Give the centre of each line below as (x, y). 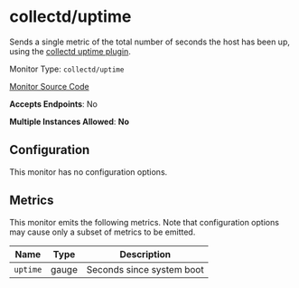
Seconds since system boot (145, 269)
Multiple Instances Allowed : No (69, 121)
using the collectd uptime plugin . (70, 51)
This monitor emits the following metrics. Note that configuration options (145, 222)
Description (145, 254)
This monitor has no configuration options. (89, 172)
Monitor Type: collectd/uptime (67, 69)
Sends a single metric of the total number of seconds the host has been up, (150, 42)
